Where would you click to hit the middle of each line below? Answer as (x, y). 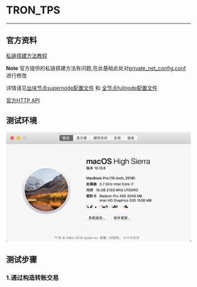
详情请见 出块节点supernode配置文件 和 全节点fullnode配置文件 (82, 88)
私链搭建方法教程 (27, 56)
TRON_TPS (33, 10)
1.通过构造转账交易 (33, 278)
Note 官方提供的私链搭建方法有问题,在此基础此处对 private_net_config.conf (96, 68)
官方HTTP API (23, 100)
